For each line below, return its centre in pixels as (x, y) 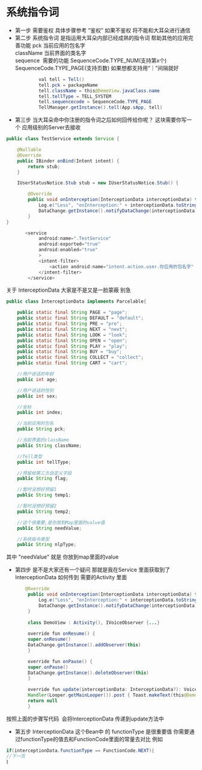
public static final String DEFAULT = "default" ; (81, 318)
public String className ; (50, 445)
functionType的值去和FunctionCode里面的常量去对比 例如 (92, 739)
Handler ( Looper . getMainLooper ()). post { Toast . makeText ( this (106, 695)
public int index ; (40, 412)
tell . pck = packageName (68, 85)
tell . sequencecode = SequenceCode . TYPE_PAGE (95, 102)
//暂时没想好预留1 (37, 490)
